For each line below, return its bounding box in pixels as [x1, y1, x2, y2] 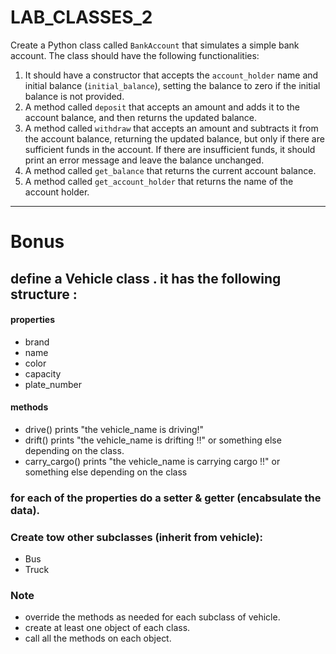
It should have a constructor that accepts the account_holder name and [24, 69, 319, 81]
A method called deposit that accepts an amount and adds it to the [24, 101, 301, 113]
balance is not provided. [24, 90, 125, 102]
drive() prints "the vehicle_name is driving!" [24, 423, 205, 435]
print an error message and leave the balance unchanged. [24, 154, 265, 166]
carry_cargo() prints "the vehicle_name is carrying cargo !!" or [24, 455, 281, 467]
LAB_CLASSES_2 [10, 6, 153, 29]
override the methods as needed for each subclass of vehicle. [24, 611, 281, 623]
